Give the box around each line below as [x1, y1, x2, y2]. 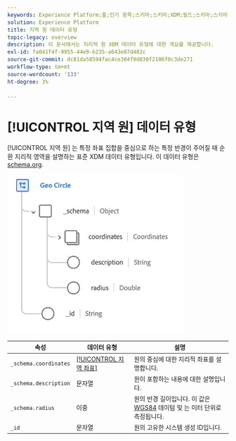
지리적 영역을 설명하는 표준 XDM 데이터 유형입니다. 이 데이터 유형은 [14, 152, 199, 161]
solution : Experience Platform [7, 18, 99, 26]
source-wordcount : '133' [7, 70, 80, 77]
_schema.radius [10, 404, 55, 411]
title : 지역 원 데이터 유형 [7, 26, 78, 33]
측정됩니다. [133, 412, 164, 421]
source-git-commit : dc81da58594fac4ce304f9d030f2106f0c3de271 [7, 56, 193, 63]
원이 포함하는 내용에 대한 [133, 374, 202, 383]
